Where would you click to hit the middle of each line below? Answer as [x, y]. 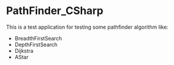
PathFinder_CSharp [55, 11]
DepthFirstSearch [36, 45]
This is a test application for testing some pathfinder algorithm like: [87, 27]
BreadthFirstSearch [38, 38]
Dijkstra [24, 50]
